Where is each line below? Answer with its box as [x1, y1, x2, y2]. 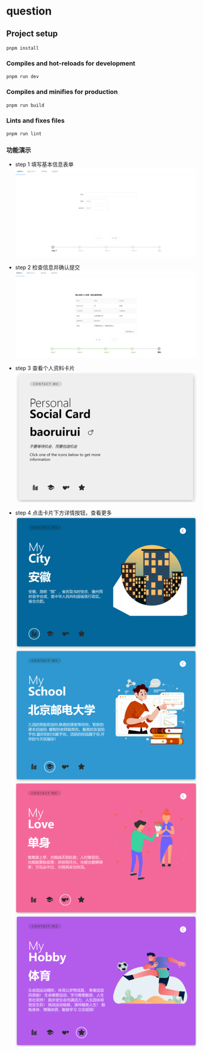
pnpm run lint [6, 130, 42, 137]
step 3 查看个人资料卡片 [14, 364, 75, 371]
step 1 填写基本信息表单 [14, 161, 74, 168]
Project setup [6, 28, 59, 39]
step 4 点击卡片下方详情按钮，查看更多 [14, 509, 112, 516]
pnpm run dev [6, 74, 39, 80]
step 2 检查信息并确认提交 [14, 264, 80, 271]
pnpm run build [6, 102, 45, 108]
